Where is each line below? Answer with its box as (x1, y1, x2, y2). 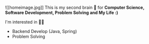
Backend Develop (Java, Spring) (12, 29, 77, 34)
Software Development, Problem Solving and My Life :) (5, 10, 118, 15)
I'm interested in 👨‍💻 (5, 19, 45, 25)
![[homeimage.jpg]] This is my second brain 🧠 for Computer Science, (5, 5, 145, 10)
